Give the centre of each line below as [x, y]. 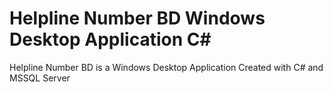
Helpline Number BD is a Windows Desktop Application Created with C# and [166, 67]
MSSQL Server [40, 78]
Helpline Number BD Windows [137, 18]
